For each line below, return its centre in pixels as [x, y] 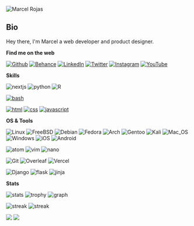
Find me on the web [30, 53]
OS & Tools [20, 120]
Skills [13, 75]
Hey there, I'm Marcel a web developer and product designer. [80, 41]
